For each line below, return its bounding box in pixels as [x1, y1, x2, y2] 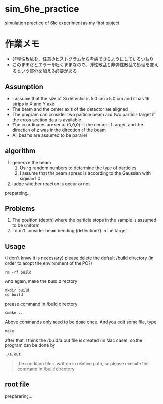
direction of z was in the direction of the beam [12, 127, 106, 133]
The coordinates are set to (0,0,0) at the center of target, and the [12, 122, 143, 127]
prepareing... [5, 190, 31, 196]
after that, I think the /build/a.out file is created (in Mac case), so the [5, 337, 143, 343]
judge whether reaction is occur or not [12, 181, 90, 186]
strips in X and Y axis [12, 101, 55, 107]
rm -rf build [5, 270, 32, 275]
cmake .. [5, 311, 23, 315]
